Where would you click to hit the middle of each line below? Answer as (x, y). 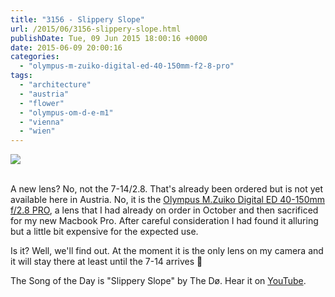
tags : (21, 76)
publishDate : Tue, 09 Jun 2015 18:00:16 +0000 (109, 38)
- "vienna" (42, 122)
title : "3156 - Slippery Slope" (77, 19)
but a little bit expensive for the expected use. (104, 232)
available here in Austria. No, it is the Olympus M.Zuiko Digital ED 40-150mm (168, 200)
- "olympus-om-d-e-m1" (66, 112)
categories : (35, 57)
